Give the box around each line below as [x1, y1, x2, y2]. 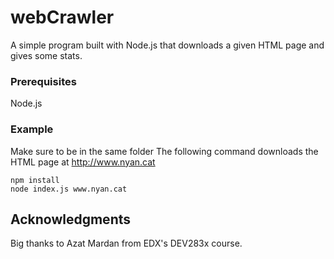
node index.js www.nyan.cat [10, 184, 128, 194]
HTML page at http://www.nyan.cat [10, 156, 156, 168]
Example [10, 122, 54, 136]
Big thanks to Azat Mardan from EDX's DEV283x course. [10, 237, 243, 250]
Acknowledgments [10, 211, 132, 228]
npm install [10, 175, 60, 185]
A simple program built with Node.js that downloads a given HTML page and [10, 39, 325, 51]
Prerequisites [10, 74, 77, 88]
